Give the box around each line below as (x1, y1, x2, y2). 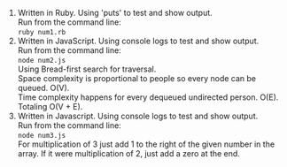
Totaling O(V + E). (17, 102, 83, 111)
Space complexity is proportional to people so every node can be (17, 73, 257, 83)
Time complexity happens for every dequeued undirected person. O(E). (17, 92, 279, 102)
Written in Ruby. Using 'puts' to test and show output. (17, 8, 213, 18)
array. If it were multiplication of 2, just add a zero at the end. (17, 148, 241, 158)
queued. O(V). (17, 83, 70, 93)
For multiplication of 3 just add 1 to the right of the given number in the (17, 139, 275, 149)
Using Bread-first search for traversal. (17, 64, 157, 74)
